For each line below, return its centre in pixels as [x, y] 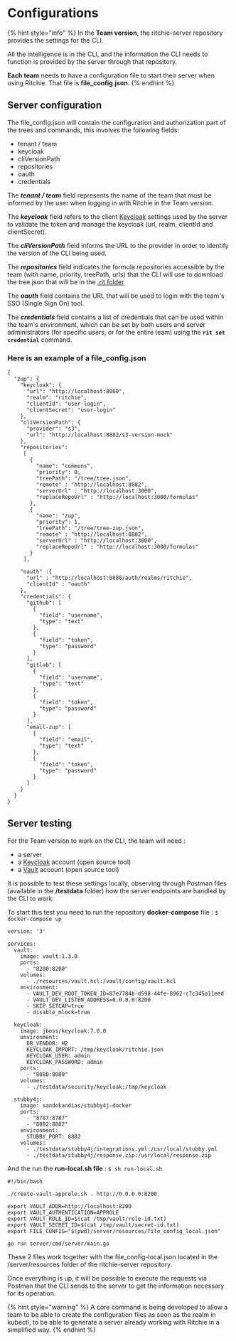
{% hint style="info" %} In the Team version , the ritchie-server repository [115, 33]
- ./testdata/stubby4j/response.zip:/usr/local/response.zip [119, 1155]
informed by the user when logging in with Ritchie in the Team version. [111, 203]
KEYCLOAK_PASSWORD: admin [64, 1062]
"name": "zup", [58, 516]
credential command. [40, 340]
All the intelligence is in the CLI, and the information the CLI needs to [108, 54]
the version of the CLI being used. [57, 253]
